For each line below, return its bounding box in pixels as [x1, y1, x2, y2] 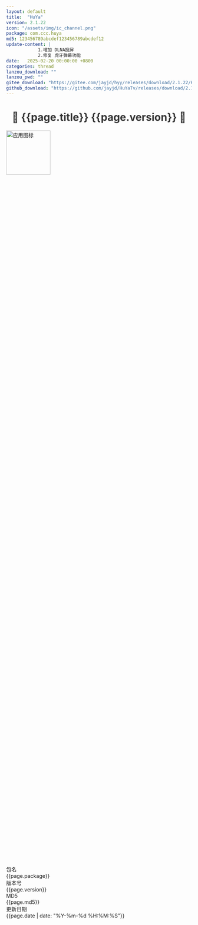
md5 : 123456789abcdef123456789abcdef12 [6, 36, 104, 42]
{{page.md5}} [6, 899, 40, 906]
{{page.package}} [6, 873, 50, 880]
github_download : [6, 85, 49, 91]
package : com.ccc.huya [6, 31, 62, 37]
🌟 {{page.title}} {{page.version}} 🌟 [11, 111, 187, 124]
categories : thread [6, 63, 54, 69]
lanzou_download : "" [6, 69, 57, 75]
